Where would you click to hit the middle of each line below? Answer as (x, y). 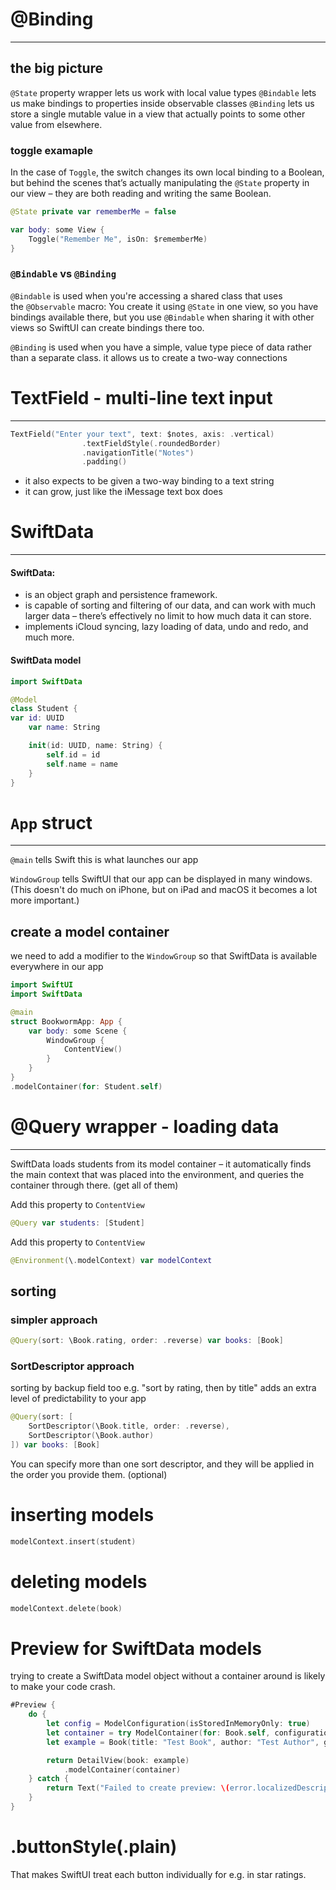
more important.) (45, 900)
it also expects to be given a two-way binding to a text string (149, 481)
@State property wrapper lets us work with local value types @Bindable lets (163, 92)
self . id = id (73, 754)
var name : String (64, 728)
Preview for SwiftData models (136, 1648)
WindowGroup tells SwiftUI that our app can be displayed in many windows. (161, 879)
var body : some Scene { (78, 1031)
